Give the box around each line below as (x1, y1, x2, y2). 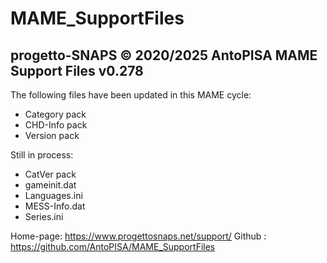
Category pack (24, 108, 87, 120)
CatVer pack (24, 168, 77, 180)
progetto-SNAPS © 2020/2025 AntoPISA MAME (10, 47, 318, 64)
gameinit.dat (24, 179, 77, 191)
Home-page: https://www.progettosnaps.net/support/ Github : (10, 230, 267, 242)
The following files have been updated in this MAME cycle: (10, 89, 252, 101)
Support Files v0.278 (10, 62, 144, 79)
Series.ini (24, 211, 64, 222)
